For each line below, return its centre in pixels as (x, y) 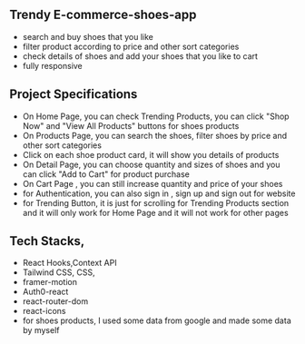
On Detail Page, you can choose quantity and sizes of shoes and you (151, 164)
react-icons (44, 311)
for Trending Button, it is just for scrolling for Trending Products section (156, 202)
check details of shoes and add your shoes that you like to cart (140, 56)
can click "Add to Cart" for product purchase (106, 174)
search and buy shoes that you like (88, 36)
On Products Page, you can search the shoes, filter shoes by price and (155, 135)
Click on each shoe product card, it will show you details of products (151, 154)
